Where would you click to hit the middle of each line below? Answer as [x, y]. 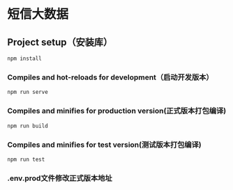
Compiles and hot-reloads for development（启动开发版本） [111, 77]
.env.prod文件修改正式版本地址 [60, 178]
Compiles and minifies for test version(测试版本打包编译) [105, 145]
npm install [24, 58]
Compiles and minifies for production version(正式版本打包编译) [117, 111]
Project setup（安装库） [60, 42]
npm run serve [28, 92]
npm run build [28, 126]
